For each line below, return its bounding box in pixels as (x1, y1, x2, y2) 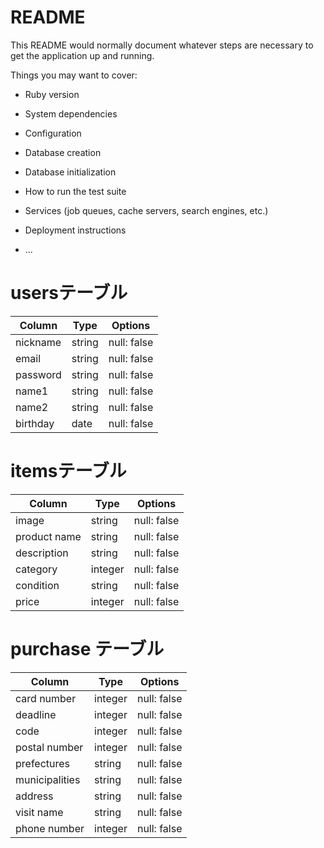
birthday (15, 416, 55, 430)
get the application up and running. (10, 49, 155, 61)
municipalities (15, 772, 81, 786)
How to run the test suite (24, 185, 127, 197)
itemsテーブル (10, 460, 127, 483)
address (15, 789, 54, 803)
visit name (15, 805, 64, 819)
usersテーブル (10, 282, 128, 305)
